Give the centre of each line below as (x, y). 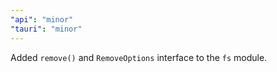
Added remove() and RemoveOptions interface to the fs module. (139, 57)
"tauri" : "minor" (46, 29)
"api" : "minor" (42, 19)
